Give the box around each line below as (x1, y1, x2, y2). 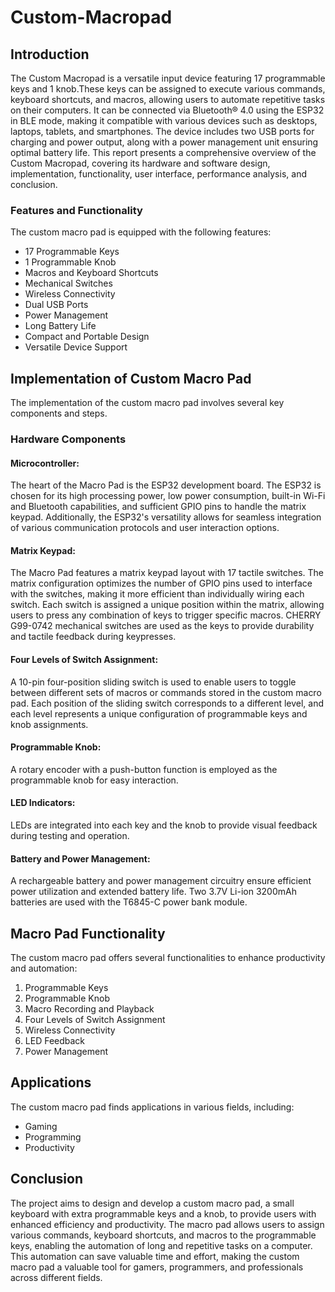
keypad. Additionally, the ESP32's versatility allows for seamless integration (10, 511, 322, 523)
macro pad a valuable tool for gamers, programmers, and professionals (10, 1261, 304, 1273)
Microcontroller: (10, 457, 80, 469)
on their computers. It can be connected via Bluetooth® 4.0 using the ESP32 (10, 104, 325, 116)
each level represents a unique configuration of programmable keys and (10, 707, 308, 720)
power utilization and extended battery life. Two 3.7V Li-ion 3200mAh (10, 886, 297, 898)
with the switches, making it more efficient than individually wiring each (10, 588, 305, 600)
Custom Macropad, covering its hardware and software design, (10, 157, 271, 169)
